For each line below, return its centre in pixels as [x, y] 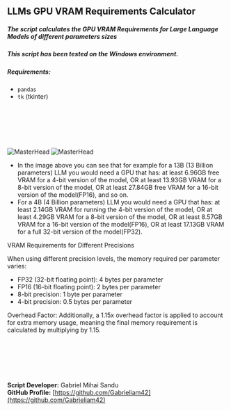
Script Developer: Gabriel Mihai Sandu [63, 385]
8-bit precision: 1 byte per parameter [70, 294]
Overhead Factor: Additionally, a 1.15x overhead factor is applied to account [115, 315]
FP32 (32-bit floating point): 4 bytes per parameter [90, 280]
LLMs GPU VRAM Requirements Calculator [102, 11]
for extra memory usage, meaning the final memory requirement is [103, 323]
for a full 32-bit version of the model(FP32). [80, 232]
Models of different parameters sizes [62, 36]
